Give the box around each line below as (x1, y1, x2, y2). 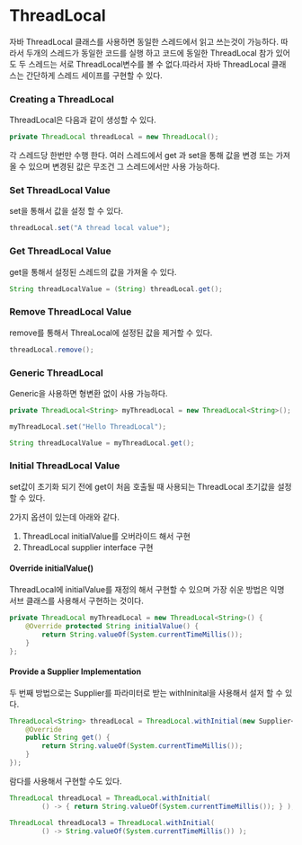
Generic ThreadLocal (9, 366, 103, 378)
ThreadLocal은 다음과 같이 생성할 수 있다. (9, 114, 157, 126)
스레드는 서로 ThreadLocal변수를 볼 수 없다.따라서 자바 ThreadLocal (28, 58, 270, 69)
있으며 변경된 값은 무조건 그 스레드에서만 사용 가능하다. (28, 161, 220, 172)
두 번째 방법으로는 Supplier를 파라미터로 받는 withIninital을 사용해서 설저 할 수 (9, 687, 283, 698)
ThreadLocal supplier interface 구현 (22, 541, 154, 553)
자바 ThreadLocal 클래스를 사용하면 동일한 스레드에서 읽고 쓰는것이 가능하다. (9, 36, 279, 47)
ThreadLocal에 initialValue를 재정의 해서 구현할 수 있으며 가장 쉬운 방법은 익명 (9, 584, 285, 595)
